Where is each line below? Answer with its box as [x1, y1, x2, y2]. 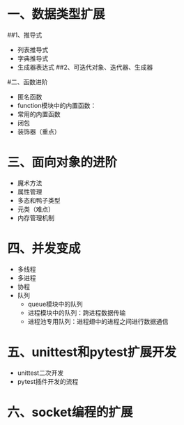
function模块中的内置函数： [17, 101, 97, 109]
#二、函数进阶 [7, 77, 48, 86]
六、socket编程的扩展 [7, 404, 133, 420]
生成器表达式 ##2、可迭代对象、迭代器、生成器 [17, 63, 153, 71]
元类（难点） [17, 205, 54, 213]
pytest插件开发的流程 [17, 377, 79, 385]
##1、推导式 [7, 31, 43, 39]
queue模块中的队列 [27, 300, 84, 308]
